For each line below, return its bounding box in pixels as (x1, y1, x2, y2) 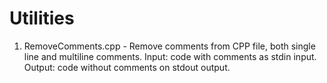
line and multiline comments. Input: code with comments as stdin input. (23, 50, 317, 62)
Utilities (9, 7, 75, 30)
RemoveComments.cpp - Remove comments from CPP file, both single (23, 40, 316, 52)
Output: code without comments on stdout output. (23, 61, 231, 73)
